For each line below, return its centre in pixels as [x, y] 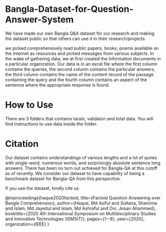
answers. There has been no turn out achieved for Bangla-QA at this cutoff [81, 168]
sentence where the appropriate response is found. [57, 85]
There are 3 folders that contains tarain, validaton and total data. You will [79, 118]
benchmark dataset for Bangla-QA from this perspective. [63, 179]
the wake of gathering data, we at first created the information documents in [83, 58]
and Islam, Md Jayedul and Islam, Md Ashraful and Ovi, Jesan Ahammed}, [81, 208]
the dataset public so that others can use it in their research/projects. [76, 39]
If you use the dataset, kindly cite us [42, 188]
